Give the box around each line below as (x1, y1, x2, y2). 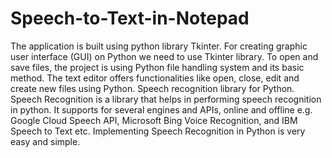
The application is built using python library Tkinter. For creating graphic (10, 40, 308, 52)
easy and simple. (10, 135, 81, 147)
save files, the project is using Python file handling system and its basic (10, 61, 305, 73)
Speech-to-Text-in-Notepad (10, 7, 250, 30)
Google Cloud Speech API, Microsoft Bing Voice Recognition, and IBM (10, 114, 298, 126)
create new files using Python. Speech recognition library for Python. (10, 82, 295, 94)
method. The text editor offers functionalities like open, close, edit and (10, 72, 300, 84)
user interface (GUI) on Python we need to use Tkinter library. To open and (10, 50, 319, 62)
